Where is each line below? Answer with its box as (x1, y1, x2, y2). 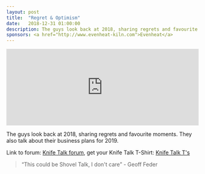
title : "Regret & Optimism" (6, 15, 81, 21)
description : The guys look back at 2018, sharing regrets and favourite (6, 26, 198, 32)
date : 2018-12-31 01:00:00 (6, 20, 81, 26)
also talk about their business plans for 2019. (6, 137, 119, 145)
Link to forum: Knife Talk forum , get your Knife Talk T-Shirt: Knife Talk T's (6, 149, 190, 156)
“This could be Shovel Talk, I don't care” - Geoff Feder (21, 161, 158, 168)
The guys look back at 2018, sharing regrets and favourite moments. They (6, 130, 192, 138)
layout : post (6, 9, 40, 15)
